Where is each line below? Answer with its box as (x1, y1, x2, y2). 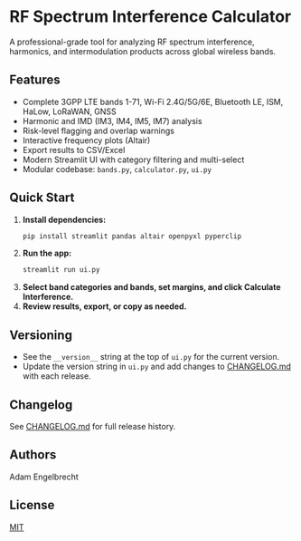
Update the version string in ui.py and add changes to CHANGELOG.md (22, 361, 292, 372)
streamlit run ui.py (22, 266, 100, 275)
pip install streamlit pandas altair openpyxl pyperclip (22, 231, 242, 241)
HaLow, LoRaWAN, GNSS (22, 106, 118, 117)
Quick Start (9, 190, 75, 206)
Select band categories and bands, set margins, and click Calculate (22, 282, 282, 293)
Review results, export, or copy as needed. (22, 301, 187, 312)
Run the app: (22, 247, 72, 259)
